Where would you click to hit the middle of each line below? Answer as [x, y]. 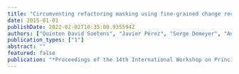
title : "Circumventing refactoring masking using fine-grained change [114, 14]
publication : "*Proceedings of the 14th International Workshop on [110, 60]
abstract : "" [27, 47]
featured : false [31, 54]
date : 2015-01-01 [33, 20]
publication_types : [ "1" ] [46, 40]
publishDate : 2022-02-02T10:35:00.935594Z [71, 27]
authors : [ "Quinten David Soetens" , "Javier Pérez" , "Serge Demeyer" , [114, 33]
